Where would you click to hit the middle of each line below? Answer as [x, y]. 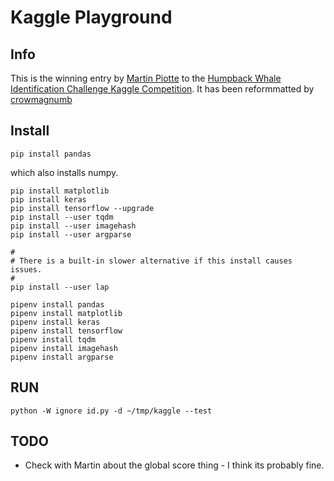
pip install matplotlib [60, 191]
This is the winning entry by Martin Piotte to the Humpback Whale [146, 78]
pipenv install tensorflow [66, 331]
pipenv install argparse [62, 357]
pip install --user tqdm [62, 217]
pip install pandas [51, 154]
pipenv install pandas [57, 304]
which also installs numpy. [64, 172]
